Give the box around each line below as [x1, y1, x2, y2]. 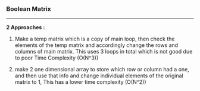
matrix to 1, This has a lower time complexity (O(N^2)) [14, 79, 147, 86]
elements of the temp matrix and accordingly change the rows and [14, 42, 179, 49]
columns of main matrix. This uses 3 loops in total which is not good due [14, 48, 193, 55]
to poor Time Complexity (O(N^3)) [14, 54, 99, 61]
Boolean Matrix [6, 5, 52, 13]
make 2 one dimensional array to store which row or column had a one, [14, 66, 189, 73]
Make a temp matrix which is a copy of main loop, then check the [14, 35, 175, 43]
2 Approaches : [6, 24, 45, 31]
